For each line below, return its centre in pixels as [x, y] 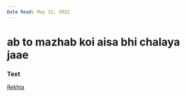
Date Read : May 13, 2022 [38, 12]
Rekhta [16, 87]
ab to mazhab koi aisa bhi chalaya [94, 42]
